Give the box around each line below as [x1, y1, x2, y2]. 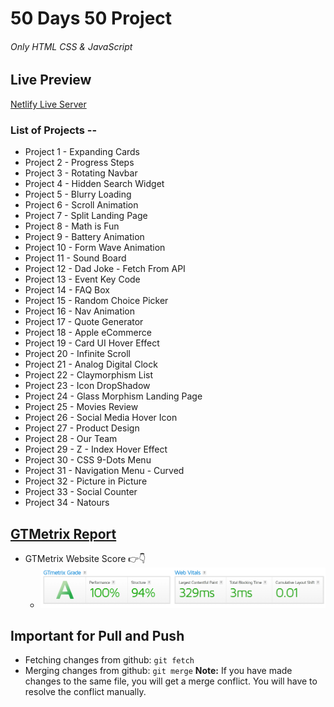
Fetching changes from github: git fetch [24, 654, 195, 666]
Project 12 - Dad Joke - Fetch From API [24, 263, 186, 275]
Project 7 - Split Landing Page [24, 210, 148, 222]
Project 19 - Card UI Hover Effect [24, 337, 160, 349]
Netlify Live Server [10, 98, 87, 110]
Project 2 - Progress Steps [24, 157, 135, 169]
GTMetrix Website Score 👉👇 [24, 552, 147, 564]
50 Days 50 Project [10, 7, 173, 30]
